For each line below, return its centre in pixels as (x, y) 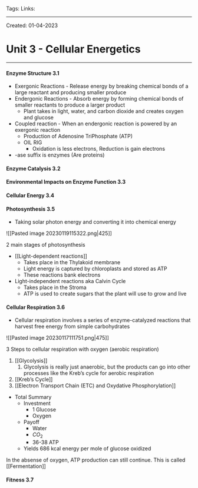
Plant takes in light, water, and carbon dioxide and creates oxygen (103, 111)
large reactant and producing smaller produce (70, 92)
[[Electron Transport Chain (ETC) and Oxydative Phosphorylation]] (95, 386)
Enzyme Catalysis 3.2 (33, 168)
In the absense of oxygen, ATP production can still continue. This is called (96, 460)
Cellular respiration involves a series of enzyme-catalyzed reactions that (103, 320)
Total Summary (33, 397)
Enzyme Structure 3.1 (33, 73)
